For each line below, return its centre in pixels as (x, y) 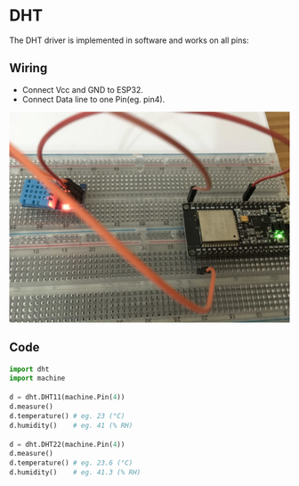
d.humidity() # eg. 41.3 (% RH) (75, 473)
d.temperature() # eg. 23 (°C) (67, 416)
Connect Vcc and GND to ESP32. (83, 89)
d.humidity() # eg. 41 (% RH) (71, 425)
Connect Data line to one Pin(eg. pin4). (93, 99)
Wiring (28, 68)
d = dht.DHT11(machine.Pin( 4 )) (67, 398)
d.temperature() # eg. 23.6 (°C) (71, 463)
